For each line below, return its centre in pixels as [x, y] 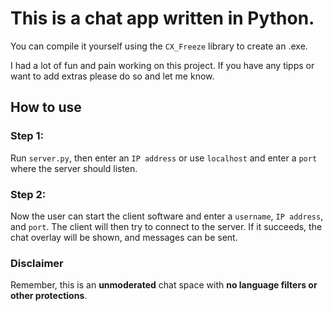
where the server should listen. [74, 168]
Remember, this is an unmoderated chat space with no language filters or [164, 285]
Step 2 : [28, 194]
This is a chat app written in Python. [162, 18]
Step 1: [27, 136]
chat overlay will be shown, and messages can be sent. [124, 237]
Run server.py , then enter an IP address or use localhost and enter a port [164, 158]
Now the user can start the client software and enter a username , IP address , [167, 216]
